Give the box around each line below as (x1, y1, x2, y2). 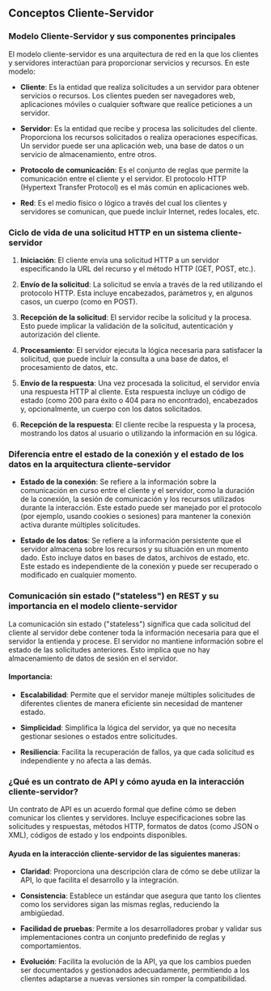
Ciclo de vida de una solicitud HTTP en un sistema (8, 227, 209, 238)
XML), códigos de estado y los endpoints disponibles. (8, 830, 188, 840)
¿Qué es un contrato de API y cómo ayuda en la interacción (8, 776, 245, 787)
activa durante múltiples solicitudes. (19, 520, 141, 530)
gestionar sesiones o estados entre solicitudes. (19, 731, 178, 741)
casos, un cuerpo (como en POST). (19, 296, 138, 306)
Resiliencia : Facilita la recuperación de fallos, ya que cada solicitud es (19, 746, 255, 756)
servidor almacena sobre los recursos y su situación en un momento (19, 544, 249, 554)
